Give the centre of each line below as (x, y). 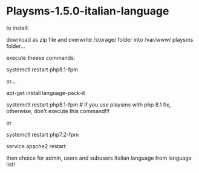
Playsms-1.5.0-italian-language (88, 11)
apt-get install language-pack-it (46, 93)
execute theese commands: (41, 57)
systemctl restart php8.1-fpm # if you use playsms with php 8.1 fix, (89, 105)
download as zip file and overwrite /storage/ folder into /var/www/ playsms (100, 39)
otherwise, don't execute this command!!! (58, 111)
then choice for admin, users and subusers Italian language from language (99, 158)
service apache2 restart (36, 146)
